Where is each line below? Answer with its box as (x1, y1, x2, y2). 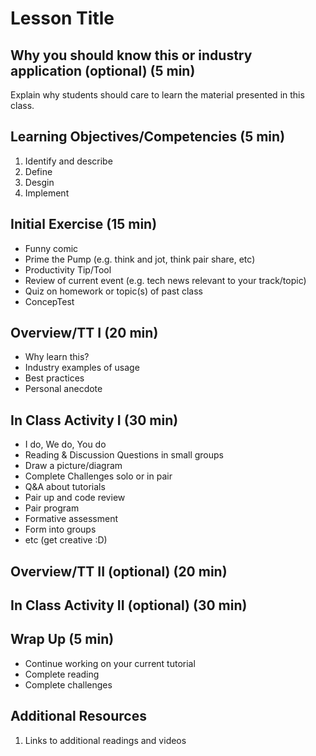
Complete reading (24, 668, 100, 680)
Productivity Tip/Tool (24, 263, 112, 276)
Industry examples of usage (24, 362, 140, 374)
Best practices (24, 372, 85, 384)
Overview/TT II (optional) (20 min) (10, 563, 228, 580)
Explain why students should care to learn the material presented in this (10, 89, 305, 101)
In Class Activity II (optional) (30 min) (10, 597, 248, 614)
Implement (24, 187, 70, 199)
